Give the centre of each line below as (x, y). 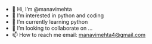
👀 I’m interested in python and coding (58, 15)
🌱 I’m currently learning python (50, 22)
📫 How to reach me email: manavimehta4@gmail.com (79, 35)
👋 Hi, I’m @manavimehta (42, 9)
